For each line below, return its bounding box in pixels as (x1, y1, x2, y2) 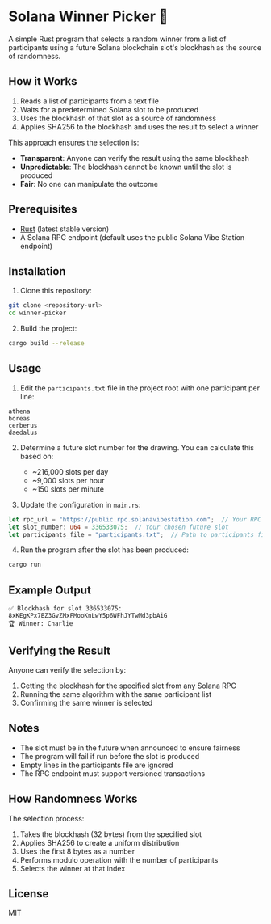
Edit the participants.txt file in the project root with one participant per (19, 383, 261, 393)
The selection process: (8, 813, 85, 823)
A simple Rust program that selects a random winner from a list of (8, 34, 227, 44)
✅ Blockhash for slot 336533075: (8, 605, 123, 613)
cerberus (8, 421, 38, 429)
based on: (19, 451, 54, 461)
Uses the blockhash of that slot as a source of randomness (19, 113, 216, 123)
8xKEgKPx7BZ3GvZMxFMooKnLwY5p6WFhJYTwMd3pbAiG (8, 612, 168, 620)
